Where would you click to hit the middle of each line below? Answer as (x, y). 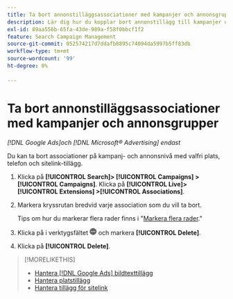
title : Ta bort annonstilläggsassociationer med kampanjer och (101, 15)
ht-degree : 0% (28, 66)
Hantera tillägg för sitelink (71, 287)
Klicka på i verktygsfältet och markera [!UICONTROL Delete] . (109, 232)
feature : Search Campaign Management (62, 37)
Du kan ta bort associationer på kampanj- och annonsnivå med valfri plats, (114, 155)
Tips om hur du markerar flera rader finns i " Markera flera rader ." (110, 218)
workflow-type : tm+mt (38, 51)
